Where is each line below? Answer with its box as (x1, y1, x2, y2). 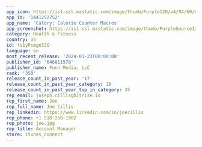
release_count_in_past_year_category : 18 (6, 82, 112, 88)
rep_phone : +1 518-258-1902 (6, 115, 77, 121)
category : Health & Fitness (6, 31, 77, 37)
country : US (6, 37, 36, 43)
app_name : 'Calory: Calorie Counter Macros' (6, 20, 120, 26)
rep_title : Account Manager (6, 126, 77, 132)
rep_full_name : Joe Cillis (6, 103, 74, 110)
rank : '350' (6, 70, 36, 76)
